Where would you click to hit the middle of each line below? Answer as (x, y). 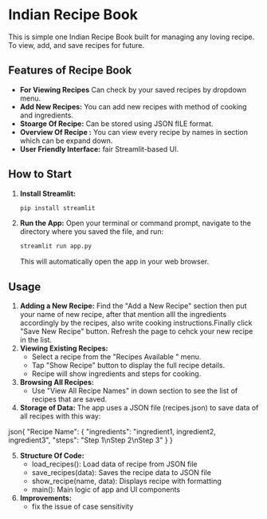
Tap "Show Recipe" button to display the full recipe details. (128, 366)
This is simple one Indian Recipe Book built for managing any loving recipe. (132, 37)
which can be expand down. (66, 141)
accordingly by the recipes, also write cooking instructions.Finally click (136, 323)
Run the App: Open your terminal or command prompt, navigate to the (135, 223)
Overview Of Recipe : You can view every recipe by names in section (134, 132)
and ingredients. (47, 115)
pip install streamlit (57, 208)
